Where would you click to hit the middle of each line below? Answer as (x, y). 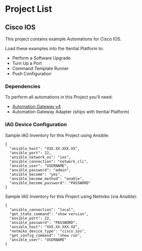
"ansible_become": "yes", (36, 174)
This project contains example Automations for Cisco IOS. (63, 39)
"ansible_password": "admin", (40, 170)
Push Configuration (32, 74)
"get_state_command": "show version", (49, 214)
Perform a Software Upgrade (41, 58)
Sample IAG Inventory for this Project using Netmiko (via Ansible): (71, 196)
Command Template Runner (40, 68)
